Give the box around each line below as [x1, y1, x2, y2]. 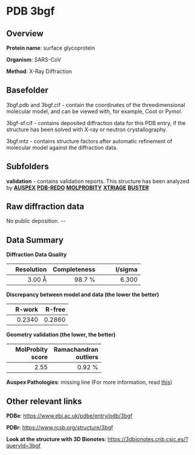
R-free [45, 305, 66, 314]
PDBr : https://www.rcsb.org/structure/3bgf [6, 424, 113, 431]
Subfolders [6, 161, 50, 172]
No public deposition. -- [6, 218, 66, 225]
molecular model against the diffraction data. [6, 144, 118, 151]
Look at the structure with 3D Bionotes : [6, 436, 107, 443]
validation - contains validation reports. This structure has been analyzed [6, 177, 190, 185]
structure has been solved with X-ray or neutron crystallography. [6, 126, 168, 133]
